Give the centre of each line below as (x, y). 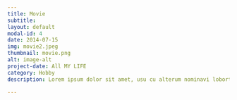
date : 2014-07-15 (33, 40)
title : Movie (26, 14)
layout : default (31, 27)
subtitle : (22, 20)
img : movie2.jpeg (33, 46)
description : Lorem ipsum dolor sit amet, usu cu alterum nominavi (109, 79)
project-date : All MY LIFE (47, 66)
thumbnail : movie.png (39, 54)
